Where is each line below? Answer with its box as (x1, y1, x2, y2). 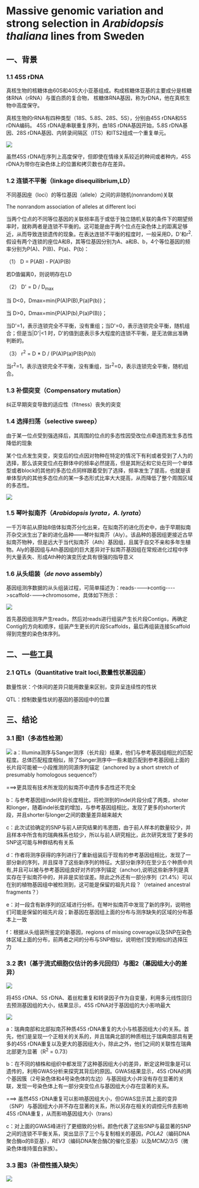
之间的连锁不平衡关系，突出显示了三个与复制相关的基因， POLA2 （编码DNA (6, 1130, 191, 1138)
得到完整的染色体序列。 (6, 631, 63, 638)
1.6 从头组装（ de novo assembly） (6, 569, 107, 578)
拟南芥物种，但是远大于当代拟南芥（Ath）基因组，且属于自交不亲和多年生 (6, 538, 186, 546)
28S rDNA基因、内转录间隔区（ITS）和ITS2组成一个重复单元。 (16, 129, 170, 136)
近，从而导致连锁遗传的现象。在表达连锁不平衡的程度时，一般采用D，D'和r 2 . (6, 230, 192, 237)
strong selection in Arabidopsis (6, 17, 164, 30)
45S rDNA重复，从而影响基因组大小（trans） (6, 1110, 116, 1117)
